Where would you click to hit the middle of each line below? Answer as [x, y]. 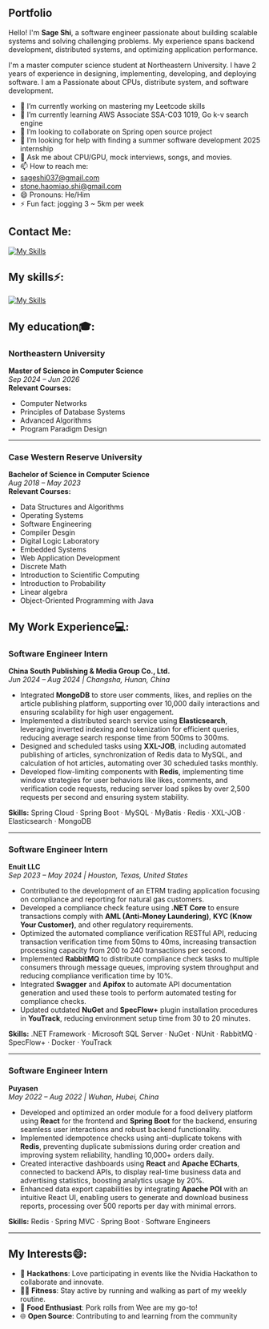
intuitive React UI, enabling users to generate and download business [134, 1197]
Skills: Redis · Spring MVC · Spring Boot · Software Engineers [109, 1221]
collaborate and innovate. [62, 1282]
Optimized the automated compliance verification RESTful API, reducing [139, 934]
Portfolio [30, 13]
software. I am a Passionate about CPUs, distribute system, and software [128, 82]
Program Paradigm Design [63, 429]
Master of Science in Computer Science [76, 371]
